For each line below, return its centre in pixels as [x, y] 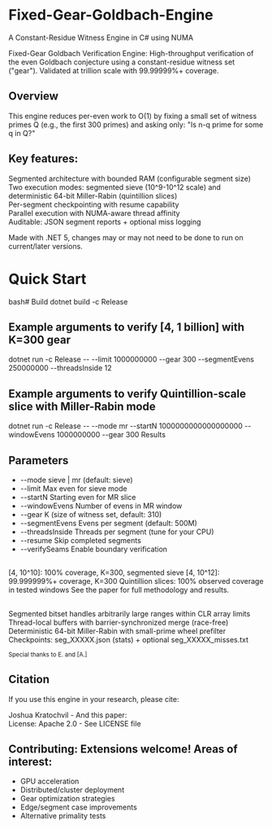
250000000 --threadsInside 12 [60, 368]
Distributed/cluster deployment [72, 790]
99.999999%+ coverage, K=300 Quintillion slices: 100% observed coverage [136, 581]
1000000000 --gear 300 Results [111, 435]
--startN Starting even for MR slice [78, 497]
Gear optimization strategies [67, 799]
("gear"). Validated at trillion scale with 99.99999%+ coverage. [114, 70]
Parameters [39, 461]
